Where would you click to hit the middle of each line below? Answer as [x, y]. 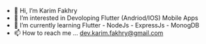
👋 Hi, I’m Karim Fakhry [45, 11]
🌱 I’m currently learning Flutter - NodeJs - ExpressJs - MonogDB [106, 25]
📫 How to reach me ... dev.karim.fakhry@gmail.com [88, 33]
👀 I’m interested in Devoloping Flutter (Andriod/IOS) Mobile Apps [106, 18]
